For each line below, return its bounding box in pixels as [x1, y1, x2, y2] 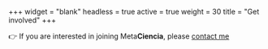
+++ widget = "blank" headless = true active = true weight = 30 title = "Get [8, 7, 260, 16]
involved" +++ [8, 15, 57, 25]
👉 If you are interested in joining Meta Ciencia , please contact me [8, 31, 230, 41]
